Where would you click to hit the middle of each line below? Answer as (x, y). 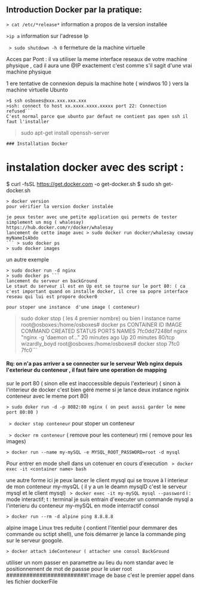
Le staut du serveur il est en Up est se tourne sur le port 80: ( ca (96, 286)
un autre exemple (28, 259)
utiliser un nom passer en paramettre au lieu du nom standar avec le (90, 562)
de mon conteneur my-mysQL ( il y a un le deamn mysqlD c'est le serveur (96, 486)
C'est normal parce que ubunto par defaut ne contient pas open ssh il (97, 116)
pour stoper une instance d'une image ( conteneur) (73, 307)
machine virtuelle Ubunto (37, 90)
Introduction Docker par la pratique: (74, 10)
